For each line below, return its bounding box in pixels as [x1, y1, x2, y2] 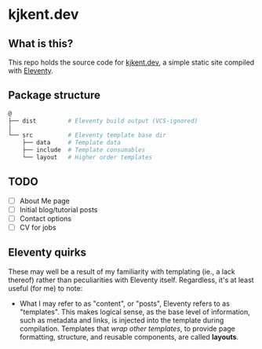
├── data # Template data [22, 139, 122, 147]
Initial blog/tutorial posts [19, 204, 98, 214]
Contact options [19, 214, 72, 223]
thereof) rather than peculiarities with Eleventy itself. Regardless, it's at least [8, 275, 254, 285]
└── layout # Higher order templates [22, 153, 153, 162]
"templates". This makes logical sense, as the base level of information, [19, 307, 250, 316]
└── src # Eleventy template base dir [8, 131, 167, 139]
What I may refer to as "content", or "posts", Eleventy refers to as [19, 299, 230, 308]
